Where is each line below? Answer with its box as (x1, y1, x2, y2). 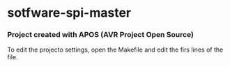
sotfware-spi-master (7, 5, 131, 21)
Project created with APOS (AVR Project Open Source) (7, 30, 194, 40)
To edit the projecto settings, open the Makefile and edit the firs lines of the (7, 45, 224, 54)
